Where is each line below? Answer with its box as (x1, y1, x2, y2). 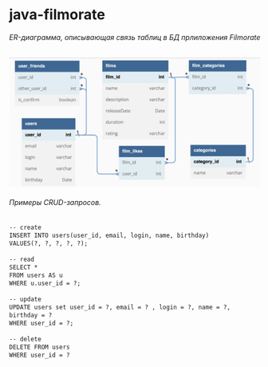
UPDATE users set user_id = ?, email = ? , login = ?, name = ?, (9, 303, 231, 311)
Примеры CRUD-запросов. (9, 198, 102, 207)
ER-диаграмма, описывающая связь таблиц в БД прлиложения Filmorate (9, 32, 261, 41)
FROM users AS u (9, 271, 63, 279)
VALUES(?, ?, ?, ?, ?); (9, 239, 89, 247)
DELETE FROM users (9, 343, 70, 351)
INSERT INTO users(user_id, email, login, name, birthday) (9, 231, 210, 239)
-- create (9, 223, 42, 231)
